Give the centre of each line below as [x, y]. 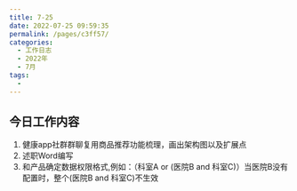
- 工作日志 [35, 51]
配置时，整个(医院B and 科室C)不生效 [90, 178]
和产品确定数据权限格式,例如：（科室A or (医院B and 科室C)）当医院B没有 [155, 167]
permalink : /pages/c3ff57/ [59, 34]
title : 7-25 [31, 17]
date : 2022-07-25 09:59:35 [59, 26]
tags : [19, 76]
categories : [31, 42]
